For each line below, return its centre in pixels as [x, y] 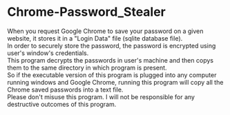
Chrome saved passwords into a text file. [65, 90]
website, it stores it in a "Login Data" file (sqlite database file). [95, 38]
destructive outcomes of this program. [62, 104]
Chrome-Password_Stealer [86, 12]
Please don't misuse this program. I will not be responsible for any [101, 96]
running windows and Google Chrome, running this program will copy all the [115, 82]
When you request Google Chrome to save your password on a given [105, 31]
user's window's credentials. [48, 53]
